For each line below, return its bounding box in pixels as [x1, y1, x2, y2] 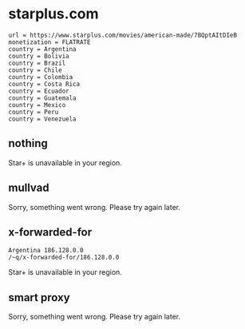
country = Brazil [8, 59, 66, 67]
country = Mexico [8, 101, 66, 109]
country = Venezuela [8, 115, 77, 123]
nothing [8, 137, 48, 150]
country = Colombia [8, 73, 73, 81]
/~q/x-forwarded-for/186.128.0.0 [8, 253, 120, 262]
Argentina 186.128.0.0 [8, 247, 84, 255]
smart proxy [8, 291, 70, 304]
